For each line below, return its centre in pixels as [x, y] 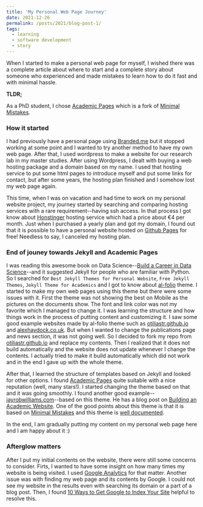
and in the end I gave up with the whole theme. [65, 362]
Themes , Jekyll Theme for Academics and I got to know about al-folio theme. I [102, 285]
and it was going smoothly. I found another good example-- [81, 393]
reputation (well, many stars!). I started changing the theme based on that [98, 387]
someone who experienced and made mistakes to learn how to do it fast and [102, 76]
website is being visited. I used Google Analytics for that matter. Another [96, 472]
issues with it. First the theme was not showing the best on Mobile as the [97, 298]
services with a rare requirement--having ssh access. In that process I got [99, 211]
